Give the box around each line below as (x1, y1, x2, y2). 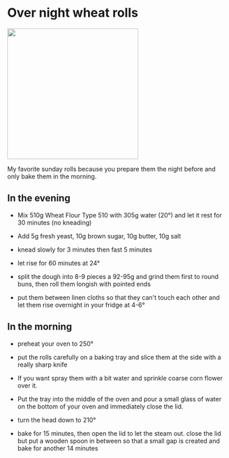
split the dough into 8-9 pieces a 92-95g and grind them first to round (17, 272, 219, 280)
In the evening (7, 192, 71, 204)
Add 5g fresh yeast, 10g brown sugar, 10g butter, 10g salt (17, 231, 182, 240)
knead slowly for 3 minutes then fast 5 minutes (17, 245, 152, 254)
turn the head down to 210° (17, 415, 96, 424)
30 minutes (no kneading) (17, 218, 92, 227)
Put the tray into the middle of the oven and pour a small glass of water (17, 395, 222, 403)
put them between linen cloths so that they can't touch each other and (17, 293, 220, 301)
